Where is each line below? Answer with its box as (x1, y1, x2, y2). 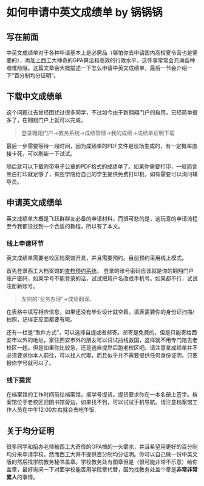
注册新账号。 (6, 282, 38, 289)
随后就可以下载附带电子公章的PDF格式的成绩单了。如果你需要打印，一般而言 (6, 163, 198, 170)
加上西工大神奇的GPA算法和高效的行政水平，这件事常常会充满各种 (30, 57, 195, 64)
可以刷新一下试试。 (27, 150, 76, 157)
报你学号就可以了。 (6, 359, 55, 366)
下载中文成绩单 (6, 91, 63, 102)
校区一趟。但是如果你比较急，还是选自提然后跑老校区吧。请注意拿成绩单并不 (6, 343, 198, 351)
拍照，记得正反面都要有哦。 (6, 315, 76, 323)
